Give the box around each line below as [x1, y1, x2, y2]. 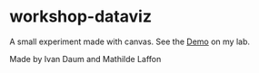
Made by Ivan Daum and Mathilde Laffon [9, 53, 162, 64]
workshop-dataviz [9, 6, 153, 27]
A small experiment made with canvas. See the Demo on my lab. [9, 36, 250, 47]
